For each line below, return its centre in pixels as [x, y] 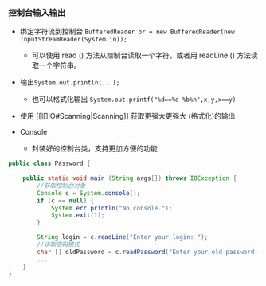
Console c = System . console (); [89, 193]
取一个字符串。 [56, 65]
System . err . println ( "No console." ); [111, 208]
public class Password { [49, 164]
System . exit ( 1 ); [78, 215]
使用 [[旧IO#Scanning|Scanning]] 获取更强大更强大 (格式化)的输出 [127, 116]
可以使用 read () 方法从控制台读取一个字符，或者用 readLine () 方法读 [145, 55]
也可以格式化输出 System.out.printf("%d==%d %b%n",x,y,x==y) [134, 99]
